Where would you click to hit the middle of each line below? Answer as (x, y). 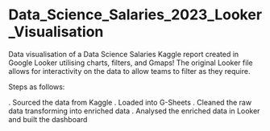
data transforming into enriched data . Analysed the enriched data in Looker (134, 111)
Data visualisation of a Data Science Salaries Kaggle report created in (124, 54)
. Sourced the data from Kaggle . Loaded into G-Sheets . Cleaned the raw (130, 102)
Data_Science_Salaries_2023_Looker (135, 15)
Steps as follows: (37, 87)
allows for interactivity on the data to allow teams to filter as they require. (129, 71)
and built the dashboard (48, 119)
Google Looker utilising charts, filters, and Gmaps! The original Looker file (131, 63)
